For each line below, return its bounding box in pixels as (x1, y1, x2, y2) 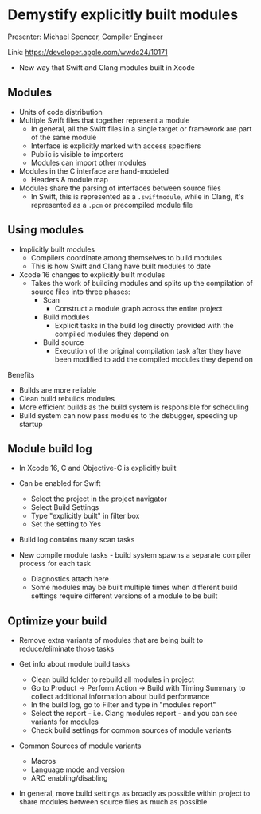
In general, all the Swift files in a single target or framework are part (30, 123, 252, 133)
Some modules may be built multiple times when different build (30, 583, 238, 593)
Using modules (7, 223, 84, 237)
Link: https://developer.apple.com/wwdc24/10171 (7, 47, 168, 57)
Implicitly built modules (18, 245, 95, 254)
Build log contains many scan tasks (18, 535, 135, 545)
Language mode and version (30, 765, 125, 774)
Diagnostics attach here (30, 574, 109, 584)
